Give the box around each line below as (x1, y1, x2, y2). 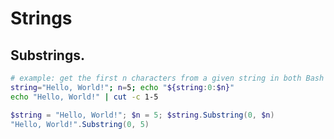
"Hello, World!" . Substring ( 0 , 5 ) (10, 119, 150, 129)
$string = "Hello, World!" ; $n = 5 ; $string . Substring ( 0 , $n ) (10, 110, 275, 120)
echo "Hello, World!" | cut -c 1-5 (10, 92, 159, 102)
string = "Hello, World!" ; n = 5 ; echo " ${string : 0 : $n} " (10, 82, 235, 92)
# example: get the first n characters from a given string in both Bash (10, 73, 325, 83)
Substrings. (10, 47, 85, 64)
